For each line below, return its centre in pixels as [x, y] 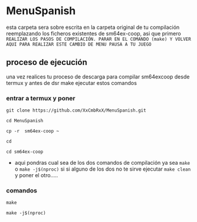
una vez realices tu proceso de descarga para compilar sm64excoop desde [98, 76]
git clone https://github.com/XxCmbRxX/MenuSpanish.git [76, 110]
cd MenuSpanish [25, 121]
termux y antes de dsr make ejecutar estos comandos [72, 83]
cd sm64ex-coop [25, 152]
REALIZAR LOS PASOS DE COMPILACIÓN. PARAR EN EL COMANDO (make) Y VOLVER [99, 39]
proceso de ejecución [47, 62]
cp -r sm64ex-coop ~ [33, 131]
